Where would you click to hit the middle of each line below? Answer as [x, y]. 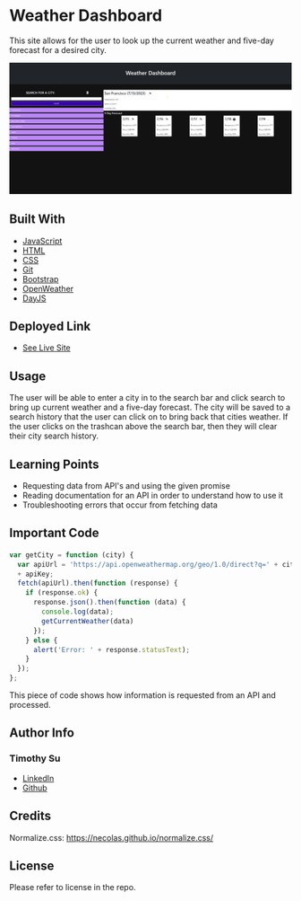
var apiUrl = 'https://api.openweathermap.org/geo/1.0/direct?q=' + [148, 564]
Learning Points [54, 464]
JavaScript [42, 241]
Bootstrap [40, 278]
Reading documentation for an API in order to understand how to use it [153, 495]
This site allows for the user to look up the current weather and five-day [142, 40]
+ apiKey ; [35, 574]
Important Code [55, 533]
